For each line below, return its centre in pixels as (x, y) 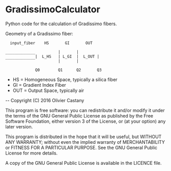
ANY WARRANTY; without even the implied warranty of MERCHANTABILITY (85, 142)
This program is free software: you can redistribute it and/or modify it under (85, 110)
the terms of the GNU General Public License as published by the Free (79, 116)
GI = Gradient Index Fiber (39, 85)
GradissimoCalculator (53, 9)
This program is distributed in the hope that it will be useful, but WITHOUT (83, 137)
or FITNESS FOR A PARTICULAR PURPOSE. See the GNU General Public (81, 147)
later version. (19, 126)
